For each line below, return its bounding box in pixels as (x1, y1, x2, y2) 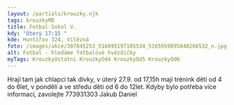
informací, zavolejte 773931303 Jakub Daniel (7, 90, 137, 98)
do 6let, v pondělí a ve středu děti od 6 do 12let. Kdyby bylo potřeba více (7, 82, 217, 91)
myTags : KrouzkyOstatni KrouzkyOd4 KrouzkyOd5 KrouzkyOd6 (7, 56, 180, 63)
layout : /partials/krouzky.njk (7, 10, 99, 17)
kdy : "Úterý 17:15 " (7, 29, 68, 37)
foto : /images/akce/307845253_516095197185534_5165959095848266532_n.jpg (7, 43, 228, 50)
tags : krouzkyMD (7, 17, 55, 24)
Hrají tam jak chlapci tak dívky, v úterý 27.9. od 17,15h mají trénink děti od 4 (7, 75, 222, 83)
